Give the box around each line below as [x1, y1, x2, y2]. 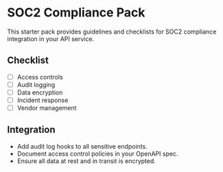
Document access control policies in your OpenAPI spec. [16, 149, 178, 158]
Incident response [16, 96, 69, 104]
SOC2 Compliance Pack [7, 5, 145, 21]
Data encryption [16, 88, 63, 97]
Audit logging [16, 80, 56, 88]
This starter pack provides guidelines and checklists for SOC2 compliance [7, 27, 217, 36]
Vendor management [16, 104, 77, 112]
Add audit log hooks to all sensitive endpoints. [16, 142, 148, 150]
